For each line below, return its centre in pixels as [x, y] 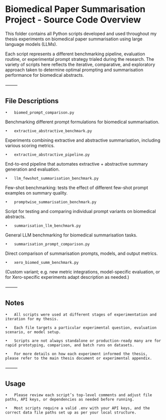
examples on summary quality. [37, 193]
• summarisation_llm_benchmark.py [43, 225]
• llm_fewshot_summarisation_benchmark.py [52, 178]
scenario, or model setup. [33, 332]
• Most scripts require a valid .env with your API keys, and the [78, 408]
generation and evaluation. [33, 169]
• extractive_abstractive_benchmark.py [49, 131]
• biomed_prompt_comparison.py [40, 112]
